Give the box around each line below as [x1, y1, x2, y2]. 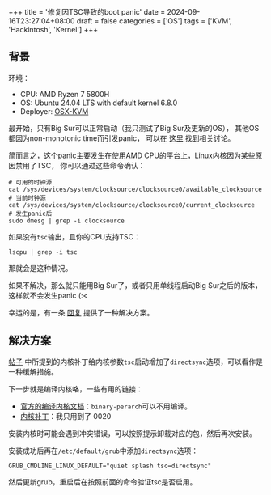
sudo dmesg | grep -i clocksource [8, 217, 125, 225]
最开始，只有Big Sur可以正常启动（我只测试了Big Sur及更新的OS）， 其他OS [8, 123, 260, 133]
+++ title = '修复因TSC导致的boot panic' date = [8, 7, 166, 16]
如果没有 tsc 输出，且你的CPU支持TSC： [8, 231, 142, 241]
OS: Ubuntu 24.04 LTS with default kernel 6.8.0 [19, 98, 178, 108]
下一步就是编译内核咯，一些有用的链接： [8, 383, 143, 394]
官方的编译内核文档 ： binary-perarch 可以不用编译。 [19, 401, 193, 411]
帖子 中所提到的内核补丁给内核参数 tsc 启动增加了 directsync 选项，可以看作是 [8, 357, 264, 366]
